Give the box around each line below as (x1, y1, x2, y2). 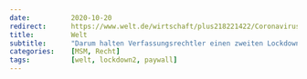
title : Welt (9, 30, 89, 39)
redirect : (9, 22, 48, 31)
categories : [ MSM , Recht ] (9, 47, 121, 56)
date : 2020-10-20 (9, 13, 112, 23)
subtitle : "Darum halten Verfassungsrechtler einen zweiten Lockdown (9, 38, 301, 48)
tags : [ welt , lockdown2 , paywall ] (9, 55, 178, 64)
